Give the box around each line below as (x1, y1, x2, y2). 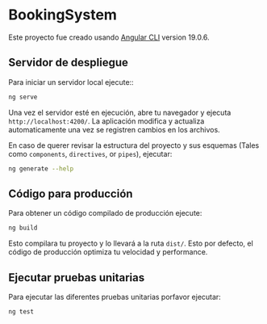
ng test (8, 308, 35, 316)
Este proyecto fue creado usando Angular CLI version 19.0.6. (8, 32, 210, 42)
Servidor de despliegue (8, 56, 129, 69)
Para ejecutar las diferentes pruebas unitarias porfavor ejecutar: (8, 292, 222, 301)
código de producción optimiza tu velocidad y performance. (8, 247, 208, 257)
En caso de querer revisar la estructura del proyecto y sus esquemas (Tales (8, 140, 260, 150)
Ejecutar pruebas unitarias (8, 271, 145, 284)
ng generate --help (8, 164, 74, 173)
